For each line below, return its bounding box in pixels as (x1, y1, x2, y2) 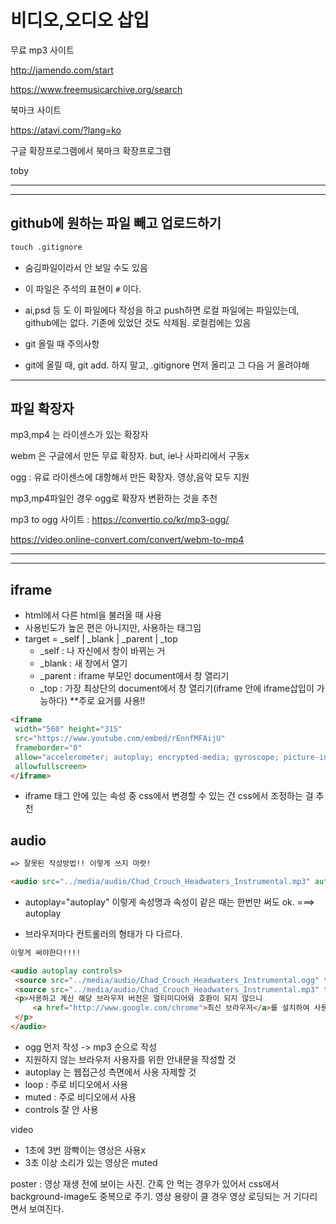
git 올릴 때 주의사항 (24, 337, 100, 350)
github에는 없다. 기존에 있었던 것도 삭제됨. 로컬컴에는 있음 (24, 316, 252, 328)
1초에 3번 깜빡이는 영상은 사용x (24, 1144, 147, 1156)
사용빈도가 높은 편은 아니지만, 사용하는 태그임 (24, 622, 202, 634)
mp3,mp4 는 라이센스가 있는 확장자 (10, 429, 149, 441)
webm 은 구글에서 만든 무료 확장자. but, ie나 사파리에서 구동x (10, 450, 250, 462)
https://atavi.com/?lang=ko (10, 124, 122, 136)
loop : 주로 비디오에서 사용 (24, 1078, 129, 1090)
